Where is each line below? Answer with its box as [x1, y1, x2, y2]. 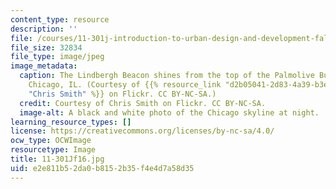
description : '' [10, 24, 78, 34]
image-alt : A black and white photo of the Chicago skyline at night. [19, 107, 320, 118]
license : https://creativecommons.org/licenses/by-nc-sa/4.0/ [10, 126, 275, 136]
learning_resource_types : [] [10, 117, 132, 127]
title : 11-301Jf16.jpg [10, 154, 105, 164]
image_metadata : [10, 61, 78, 71]
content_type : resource [10, 14, 110, 25]
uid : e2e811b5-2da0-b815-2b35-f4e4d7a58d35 [10, 163, 195, 173]
